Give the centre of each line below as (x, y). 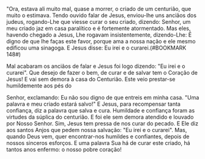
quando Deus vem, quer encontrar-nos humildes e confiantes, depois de (98, 136)
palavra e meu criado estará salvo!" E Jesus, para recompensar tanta (93, 104)
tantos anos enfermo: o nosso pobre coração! (64, 150)
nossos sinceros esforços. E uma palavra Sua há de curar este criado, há (99, 143)
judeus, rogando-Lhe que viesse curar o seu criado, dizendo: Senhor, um (99, 22)
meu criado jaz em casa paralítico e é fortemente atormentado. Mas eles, (99, 28)
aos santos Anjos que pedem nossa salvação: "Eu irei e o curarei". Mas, (97, 130)
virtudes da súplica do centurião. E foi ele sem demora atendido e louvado (100, 117)
